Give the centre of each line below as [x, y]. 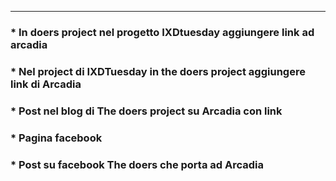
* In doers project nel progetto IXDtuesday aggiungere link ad [162, 32]
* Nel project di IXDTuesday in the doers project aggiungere [158, 71]
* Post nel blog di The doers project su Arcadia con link [146, 111]
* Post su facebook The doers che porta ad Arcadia [137, 164]
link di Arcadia [46, 84]
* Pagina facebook [56, 138]
